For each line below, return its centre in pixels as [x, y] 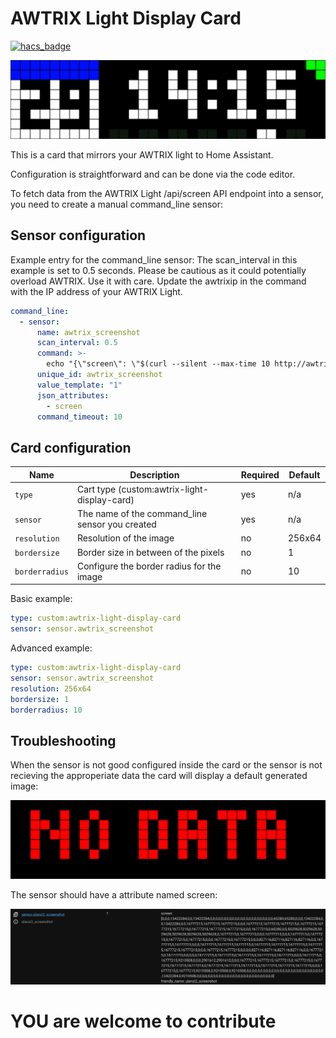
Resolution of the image [125, 538]
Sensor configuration [78, 235]
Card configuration [71, 447]
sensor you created [116, 524]
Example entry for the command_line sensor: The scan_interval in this [154, 259]
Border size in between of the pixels [150, 552]
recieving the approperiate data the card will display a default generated [159, 776]
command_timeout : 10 [79, 417]
